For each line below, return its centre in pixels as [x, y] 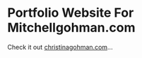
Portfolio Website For [71, 13]
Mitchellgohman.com [71, 28]
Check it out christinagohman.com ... [60, 47]
